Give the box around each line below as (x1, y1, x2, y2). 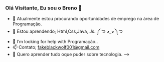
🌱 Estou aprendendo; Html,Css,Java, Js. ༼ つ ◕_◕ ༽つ (12, 28, 123, 34)
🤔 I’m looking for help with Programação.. (12, 39, 98, 45)
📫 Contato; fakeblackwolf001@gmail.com (12, 44, 100, 50)
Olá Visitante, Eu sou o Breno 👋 (5, 4, 82, 11)
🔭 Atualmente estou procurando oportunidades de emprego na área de (12, 16, 159, 22)
